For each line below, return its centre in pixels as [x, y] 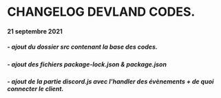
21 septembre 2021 [35, 31]
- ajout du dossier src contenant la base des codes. [83, 47]
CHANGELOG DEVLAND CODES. [101, 12]
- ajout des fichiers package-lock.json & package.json [87, 64]
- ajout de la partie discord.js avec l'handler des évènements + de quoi [110, 82]
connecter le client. [35, 89]
